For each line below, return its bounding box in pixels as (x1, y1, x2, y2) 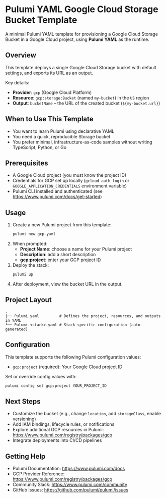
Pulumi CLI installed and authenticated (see (12, 188, 103, 194)
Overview (5, 51, 37, 60)
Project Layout (5, 295, 52, 304)
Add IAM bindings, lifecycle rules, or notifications (12, 421, 115, 427)
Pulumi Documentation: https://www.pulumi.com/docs (12, 466, 125, 472)
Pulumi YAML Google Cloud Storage (5, 4, 158, 15)
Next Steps (5, 397, 41, 406)
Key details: (5, 79, 29, 85)
